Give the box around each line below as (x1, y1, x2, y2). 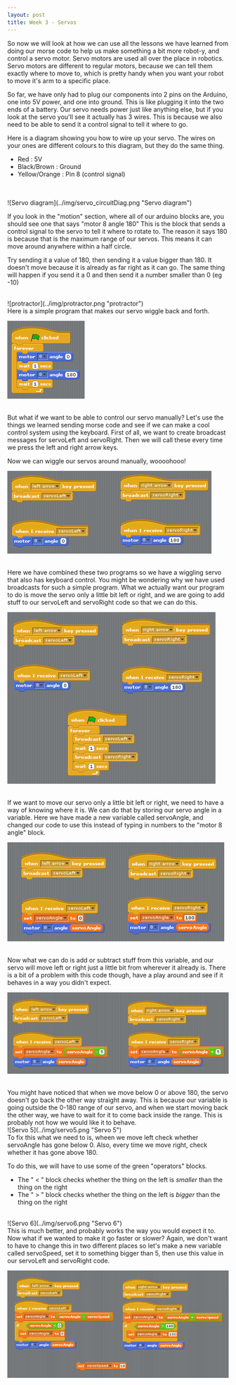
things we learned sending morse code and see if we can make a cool (7, 420, 210, 429)
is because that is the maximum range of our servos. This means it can (7, 234, 213, 243)
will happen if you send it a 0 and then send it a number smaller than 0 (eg (7, 270, 223, 279)
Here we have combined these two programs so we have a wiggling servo (7, 568, 222, 577)
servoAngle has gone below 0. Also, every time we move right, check (7, 1141, 208, 1149)
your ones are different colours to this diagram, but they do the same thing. (7, 141, 225, 149)
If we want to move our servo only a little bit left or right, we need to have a (7, 798, 224, 806)
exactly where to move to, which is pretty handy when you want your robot (7, 69, 224, 77)
